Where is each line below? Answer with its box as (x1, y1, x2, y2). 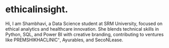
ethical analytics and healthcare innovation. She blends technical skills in (5, 26, 159, 32)
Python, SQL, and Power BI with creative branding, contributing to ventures (5, 31, 164, 37)
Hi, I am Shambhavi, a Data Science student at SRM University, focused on (5, 20, 163, 27)
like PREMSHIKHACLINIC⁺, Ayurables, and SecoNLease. (5, 37, 123, 43)
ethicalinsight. (5, 4, 68, 15)
